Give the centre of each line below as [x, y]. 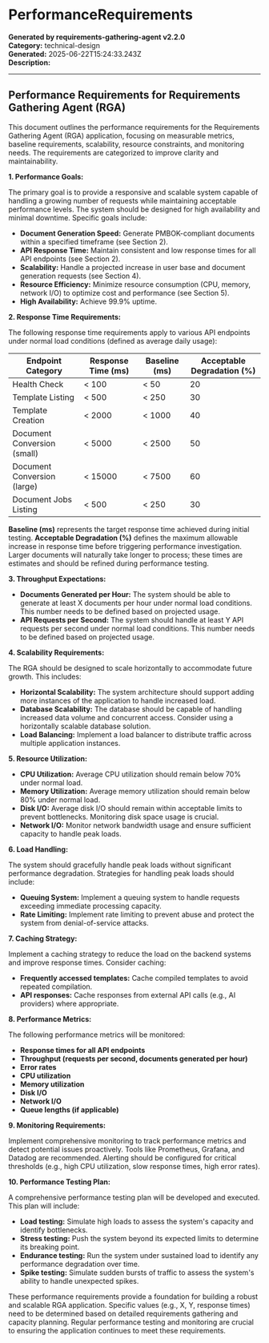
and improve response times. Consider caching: [87, 962]
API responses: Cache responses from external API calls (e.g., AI [128, 994]
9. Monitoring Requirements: [57, 1125]
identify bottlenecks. [54, 1230]
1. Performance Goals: [46, 176]
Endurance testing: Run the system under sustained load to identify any [139, 1255]
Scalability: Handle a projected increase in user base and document [132, 267]
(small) [25, 453]
